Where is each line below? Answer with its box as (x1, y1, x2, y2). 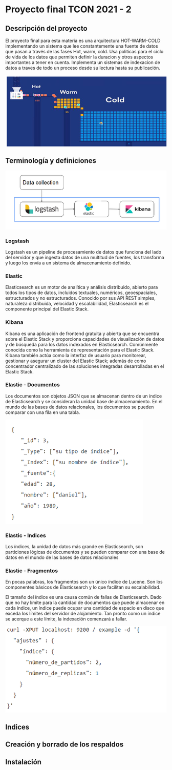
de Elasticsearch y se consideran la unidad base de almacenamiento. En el (5, 398, 163, 404)
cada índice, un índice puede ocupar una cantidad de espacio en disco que (5, 605, 164, 611)
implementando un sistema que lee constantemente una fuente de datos (5, 43, 158, 49)
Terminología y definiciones (5, 156, 96, 165)
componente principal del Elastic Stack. (5, 306, 89, 312)
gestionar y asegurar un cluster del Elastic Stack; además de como (5, 358, 146, 364)
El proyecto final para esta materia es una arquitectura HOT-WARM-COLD (5, 37, 161, 44)
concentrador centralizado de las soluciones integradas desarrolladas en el (5, 363, 164, 369)
